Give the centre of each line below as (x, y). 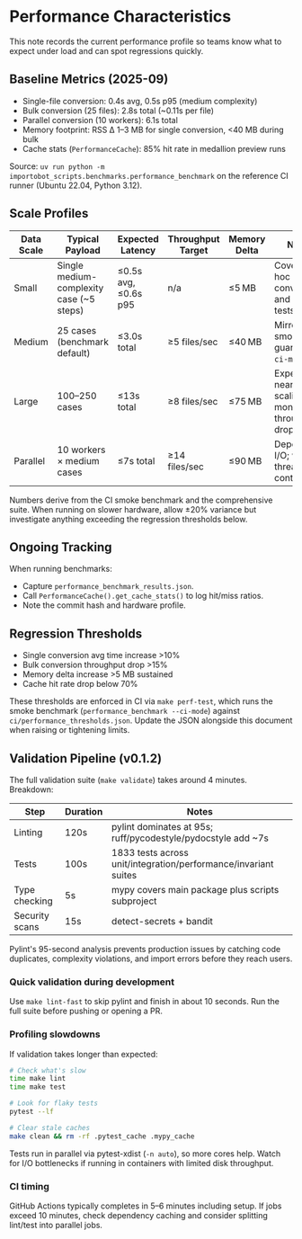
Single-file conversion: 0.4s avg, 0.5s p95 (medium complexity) (140, 101)
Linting (28, 832)
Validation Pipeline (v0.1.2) (86, 758)
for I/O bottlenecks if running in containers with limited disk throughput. (142, 1163)
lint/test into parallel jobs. (56, 1226)
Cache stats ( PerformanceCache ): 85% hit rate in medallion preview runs (154, 148)
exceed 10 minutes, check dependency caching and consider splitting (138, 1216)
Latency (138, 250)
